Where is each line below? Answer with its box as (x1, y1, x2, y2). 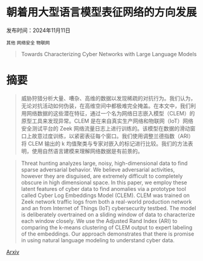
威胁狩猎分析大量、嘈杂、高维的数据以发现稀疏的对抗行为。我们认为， (21, 94, 196, 101)
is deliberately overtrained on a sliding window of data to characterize (21, 211, 195, 218)
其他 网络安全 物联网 (6, 40, 50, 46)
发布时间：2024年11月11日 (6, 27, 71, 34)
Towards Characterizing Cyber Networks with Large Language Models (21, 50, 197, 57)
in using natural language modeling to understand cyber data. (21, 236, 175, 243)
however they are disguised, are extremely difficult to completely (21, 172, 183, 179)
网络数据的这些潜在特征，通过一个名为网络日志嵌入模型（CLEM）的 (26, 109, 195, 117)
